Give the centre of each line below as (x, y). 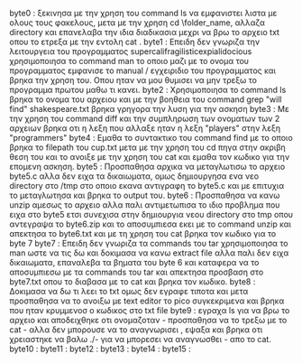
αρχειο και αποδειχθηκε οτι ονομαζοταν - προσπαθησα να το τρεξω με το (148, 320)
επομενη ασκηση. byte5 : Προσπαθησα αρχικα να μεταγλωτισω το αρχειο (147, 167)
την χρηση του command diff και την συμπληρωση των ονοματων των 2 (145, 118)
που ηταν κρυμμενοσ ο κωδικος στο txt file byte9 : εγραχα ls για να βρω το (150, 310)
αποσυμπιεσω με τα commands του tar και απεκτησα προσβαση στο (137, 272)
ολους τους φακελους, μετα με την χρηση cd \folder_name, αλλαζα (137, 23)
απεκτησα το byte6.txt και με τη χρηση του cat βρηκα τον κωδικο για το (143, 233)
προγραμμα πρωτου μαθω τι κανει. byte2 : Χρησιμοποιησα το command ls (148, 90)
